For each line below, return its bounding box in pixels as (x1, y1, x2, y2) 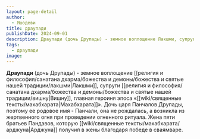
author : (6, 14, 26, 20)
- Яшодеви (11, 20, 36, 26)
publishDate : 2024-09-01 (6, 31, 68, 37)
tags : (6, 42, 20, 48)
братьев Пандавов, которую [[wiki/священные (6, 119, 124, 127)
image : (6, 53, 23, 59)
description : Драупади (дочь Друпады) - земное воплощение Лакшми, (6, 36, 177, 42)
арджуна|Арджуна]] (6, 126, 58, 133)
